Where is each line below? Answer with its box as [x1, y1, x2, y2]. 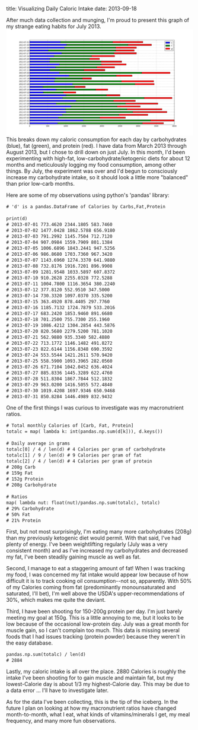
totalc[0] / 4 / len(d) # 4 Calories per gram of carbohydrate [6, 446, 166, 452]
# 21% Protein [6, 518, 41, 523]
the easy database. [6, 639, 53, 646]
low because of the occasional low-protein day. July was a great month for [6, 620, 189, 627]
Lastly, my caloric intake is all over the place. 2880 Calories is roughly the [6, 668, 186, 675]
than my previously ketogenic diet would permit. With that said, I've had [6, 534, 181, 541]
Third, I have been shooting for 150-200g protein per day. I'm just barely [6, 608, 183, 615]
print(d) [6, 215, 28, 221]
